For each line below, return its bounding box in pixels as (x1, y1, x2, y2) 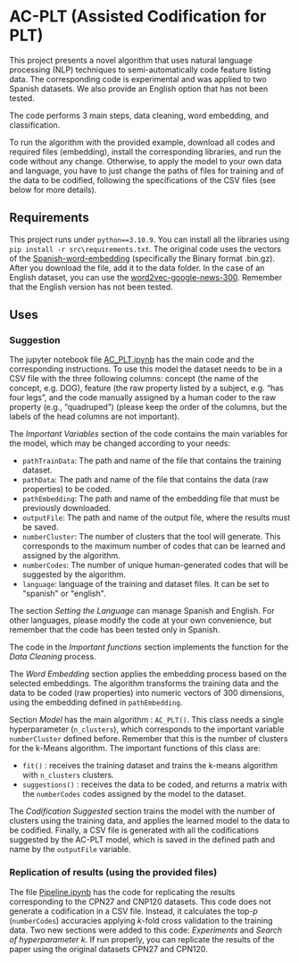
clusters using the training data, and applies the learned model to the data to (9, 816, 290, 826)
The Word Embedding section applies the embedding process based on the (9, 668, 287, 680)
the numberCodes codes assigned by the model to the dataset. (21, 789, 247, 800)
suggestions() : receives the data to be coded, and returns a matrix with (21, 779, 287, 790)
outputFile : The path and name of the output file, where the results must (21, 512, 291, 523)
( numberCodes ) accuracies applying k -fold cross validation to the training (9, 915, 273, 925)
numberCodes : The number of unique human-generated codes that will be (21, 560, 288, 571)
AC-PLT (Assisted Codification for (9, 6, 267, 27)
